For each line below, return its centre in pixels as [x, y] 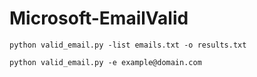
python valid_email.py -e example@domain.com [105, 62]
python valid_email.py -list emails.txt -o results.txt [128, 45]
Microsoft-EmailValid [99, 18]
